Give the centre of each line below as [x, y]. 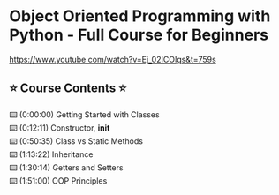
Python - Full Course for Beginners [139, 35]
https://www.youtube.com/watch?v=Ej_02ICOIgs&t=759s [113, 59]
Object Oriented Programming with [140, 16]
